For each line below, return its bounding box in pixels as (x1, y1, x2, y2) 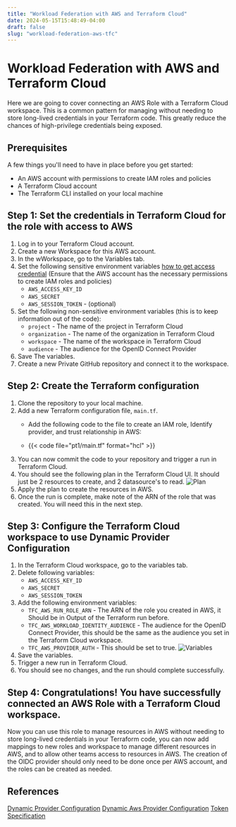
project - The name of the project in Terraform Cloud (27, 322, 183, 331)
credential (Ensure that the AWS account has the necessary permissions (17, 269, 228, 278)
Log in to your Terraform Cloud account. (17, 239, 135, 248)
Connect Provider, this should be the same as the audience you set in (27, 629, 230, 637)
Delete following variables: (17, 569, 95, 577)
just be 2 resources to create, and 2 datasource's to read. (17, 477, 185, 486)
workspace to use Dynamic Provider (7, 531, 170, 544)
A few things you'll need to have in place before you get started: (7, 160, 194, 169)
